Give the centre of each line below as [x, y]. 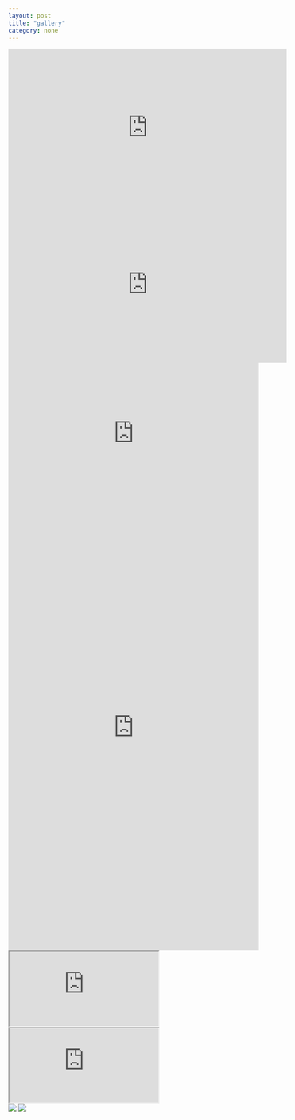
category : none [33, 30]
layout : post [30, 16]
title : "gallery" [37, 23]
